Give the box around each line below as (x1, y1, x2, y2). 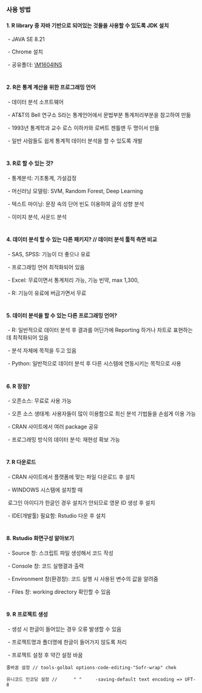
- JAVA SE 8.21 (7, 35, 45, 43)
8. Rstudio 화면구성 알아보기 (6, 535, 75, 542)
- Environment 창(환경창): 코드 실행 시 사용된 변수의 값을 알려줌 (7, 575, 159, 582)
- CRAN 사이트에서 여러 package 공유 (7, 423, 99, 431)
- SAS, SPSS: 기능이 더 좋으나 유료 (7, 250, 91, 258)
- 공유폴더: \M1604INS (7, 61, 62, 68)
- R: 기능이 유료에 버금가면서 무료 (7, 289, 87, 297)
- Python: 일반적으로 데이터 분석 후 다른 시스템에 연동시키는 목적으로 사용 (7, 360, 181, 367)
